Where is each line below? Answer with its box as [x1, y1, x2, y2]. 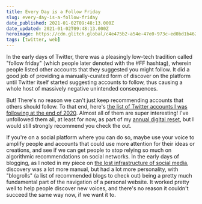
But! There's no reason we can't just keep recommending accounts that [6, 97, 184, 104]
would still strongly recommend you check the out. [6, 122, 132, 129]
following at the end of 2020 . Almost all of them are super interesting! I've [6, 109, 189, 116]
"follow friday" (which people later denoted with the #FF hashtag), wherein [6, 59, 192, 67]
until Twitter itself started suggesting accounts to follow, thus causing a [6, 79, 183, 86]
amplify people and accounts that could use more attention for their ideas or [6, 140, 195, 147]
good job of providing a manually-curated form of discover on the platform [6, 73, 191, 79]
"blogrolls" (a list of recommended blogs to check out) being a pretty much [6, 172, 192, 179]
